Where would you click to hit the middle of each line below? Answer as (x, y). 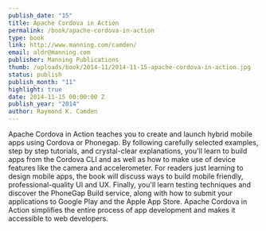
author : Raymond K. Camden (53, 112)
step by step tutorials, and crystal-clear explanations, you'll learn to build (128, 151)
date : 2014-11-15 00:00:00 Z (57, 97)
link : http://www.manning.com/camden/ (72, 45)
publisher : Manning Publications (64, 60)
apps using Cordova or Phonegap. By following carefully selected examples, (133, 142)
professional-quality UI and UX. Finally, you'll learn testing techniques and (129, 185)
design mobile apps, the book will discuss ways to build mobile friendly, (126, 176)
